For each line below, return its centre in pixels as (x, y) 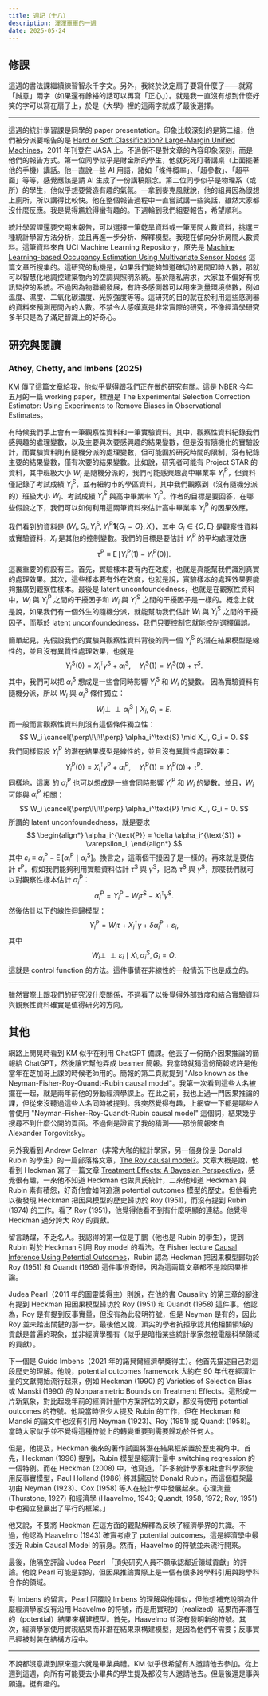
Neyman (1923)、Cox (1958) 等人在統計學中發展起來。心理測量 (127, 1488)
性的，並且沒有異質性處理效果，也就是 (71, 651)
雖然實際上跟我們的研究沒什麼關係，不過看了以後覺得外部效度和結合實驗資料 (134, 994)
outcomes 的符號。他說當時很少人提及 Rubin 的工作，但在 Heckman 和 (124, 1411)
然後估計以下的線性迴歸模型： (57, 911)
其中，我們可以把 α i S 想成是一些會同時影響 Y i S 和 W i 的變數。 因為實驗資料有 (134, 682)
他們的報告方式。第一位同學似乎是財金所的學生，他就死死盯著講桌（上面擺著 (134, 160)
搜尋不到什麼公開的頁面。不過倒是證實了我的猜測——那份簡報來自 (116, 1123)
